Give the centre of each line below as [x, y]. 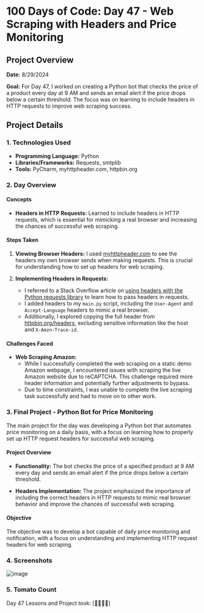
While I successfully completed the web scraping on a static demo [108, 364]
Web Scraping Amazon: [46, 357]
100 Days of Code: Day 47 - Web [90, 11]
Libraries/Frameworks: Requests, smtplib [68, 162]
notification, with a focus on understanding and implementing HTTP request [102, 538]
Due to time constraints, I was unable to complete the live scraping [108, 389]
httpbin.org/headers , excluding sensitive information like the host [106, 323]
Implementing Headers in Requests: [62, 279]
